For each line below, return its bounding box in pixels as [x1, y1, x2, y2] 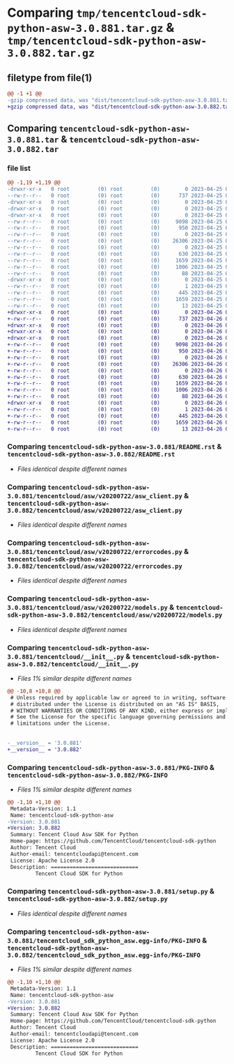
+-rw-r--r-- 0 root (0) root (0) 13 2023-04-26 [7, 425, 223, 433]
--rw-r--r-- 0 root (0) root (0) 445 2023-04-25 [7, 289, 223, 297]
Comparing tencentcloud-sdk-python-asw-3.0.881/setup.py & [7, 886, 214, 896]
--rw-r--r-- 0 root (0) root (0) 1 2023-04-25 [7, 283, 223, 290]
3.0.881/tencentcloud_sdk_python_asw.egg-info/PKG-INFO [7, 936, 201, 945]
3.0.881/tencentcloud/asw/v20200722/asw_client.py [7, 492, 182, 500]
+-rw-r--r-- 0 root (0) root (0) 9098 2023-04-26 [7, 341, 223, 348]
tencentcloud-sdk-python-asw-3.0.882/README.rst [7, 451, 175, 458]
